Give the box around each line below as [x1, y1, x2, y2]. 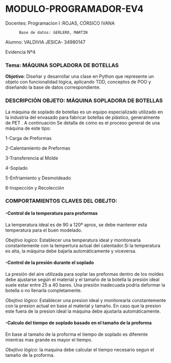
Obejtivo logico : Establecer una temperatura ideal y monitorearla [5, 237, 141, 243]
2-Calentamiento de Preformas [5, 145, 70, 151]
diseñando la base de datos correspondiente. [5, 84, 101, 90]
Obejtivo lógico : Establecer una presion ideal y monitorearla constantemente [5, 297, 166, 303]
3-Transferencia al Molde [5, 155, 59, 161]
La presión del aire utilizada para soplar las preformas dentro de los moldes [5, 271, 164, 277]
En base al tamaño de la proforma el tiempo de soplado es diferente [5, 331, 148, 337]
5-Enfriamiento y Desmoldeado [5, 175, 71, 181]
